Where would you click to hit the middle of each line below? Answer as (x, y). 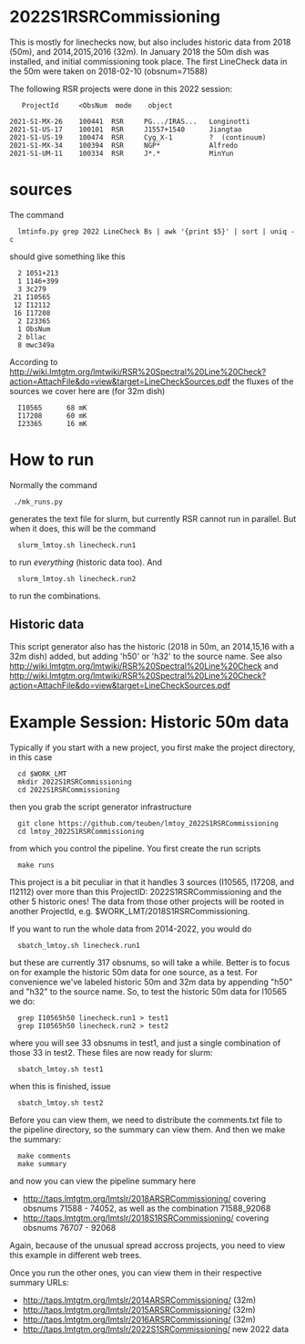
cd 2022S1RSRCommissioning (69, 790)
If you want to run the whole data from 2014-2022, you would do (131, 929)
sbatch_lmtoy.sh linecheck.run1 (79, 945)
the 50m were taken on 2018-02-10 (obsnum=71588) (108, 71)
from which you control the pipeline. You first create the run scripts (135, 848)
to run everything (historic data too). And (86, 562)
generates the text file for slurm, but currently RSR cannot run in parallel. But (153, 518)
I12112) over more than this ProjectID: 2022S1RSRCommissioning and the (146, 891)
